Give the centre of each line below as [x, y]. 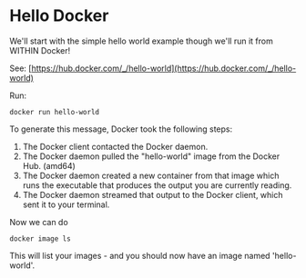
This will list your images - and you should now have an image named [140, 255]
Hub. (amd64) [49, 165]
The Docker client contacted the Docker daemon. [115, 146]
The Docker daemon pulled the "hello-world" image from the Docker [151, 156]
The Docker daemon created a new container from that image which [151, 175]
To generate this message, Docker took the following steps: [121, 129]
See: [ [20, 68]
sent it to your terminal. [66, 204]
